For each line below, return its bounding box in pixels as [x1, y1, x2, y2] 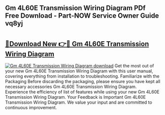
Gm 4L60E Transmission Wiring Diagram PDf [5, 4, 146, 12]
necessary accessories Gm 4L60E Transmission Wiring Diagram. [5, 84, 137, 89]
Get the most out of [114, 63, 154, 68]
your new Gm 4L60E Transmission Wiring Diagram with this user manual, [5, 68, 154, 74]
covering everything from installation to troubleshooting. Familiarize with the [5, 73, 160, 79]
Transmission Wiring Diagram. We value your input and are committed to [5, 99, 153, 105]
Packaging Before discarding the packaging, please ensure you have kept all [5, 79, 161, 84]
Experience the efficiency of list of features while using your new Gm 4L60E [5, 89, 160, 95]
